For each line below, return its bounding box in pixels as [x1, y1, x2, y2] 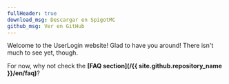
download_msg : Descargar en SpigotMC [7, 16, 116, 23]
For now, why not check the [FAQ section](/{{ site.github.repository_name [7, 62, 223, 70]
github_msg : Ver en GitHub [7, 23, 85, 29]
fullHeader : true [7, 10, 57, 17]
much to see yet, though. [7, 48, 78, 57]
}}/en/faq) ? [7, 69, 40, 77]
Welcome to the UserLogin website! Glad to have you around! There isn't [7, 42, 214, 50]
